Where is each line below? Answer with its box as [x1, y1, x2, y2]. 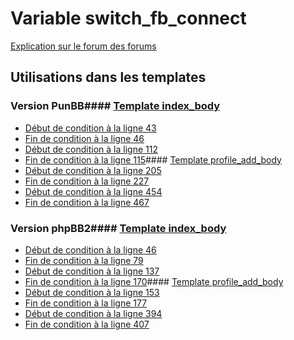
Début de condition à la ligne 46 [24, 243, 157, 256]
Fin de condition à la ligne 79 [24, 254, 144, 266]
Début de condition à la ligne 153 [24, 286, 160, 298]
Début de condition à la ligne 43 [24, 122, 157, 134]
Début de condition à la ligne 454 [24, 185, 163, 197]
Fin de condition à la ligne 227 [24, 175, 150, 187]
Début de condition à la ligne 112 [24, 143, 158, 155]
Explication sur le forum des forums [10, 40, 157, 52]
